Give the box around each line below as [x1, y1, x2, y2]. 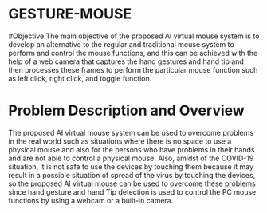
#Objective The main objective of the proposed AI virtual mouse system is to [8, 31, 260, 41]
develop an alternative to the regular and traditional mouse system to [8, 39, 235, 49]
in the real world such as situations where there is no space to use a [8, 136, 232, 146]
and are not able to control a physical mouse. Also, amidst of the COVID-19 [8, 153, 254, 163]
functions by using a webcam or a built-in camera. [8, 195, 174, 205]
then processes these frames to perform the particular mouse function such [8, 65, 258, 74]
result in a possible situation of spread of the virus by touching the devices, [8, 170, 256, 179]
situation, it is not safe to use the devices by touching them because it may [8, 161, 253, 172]
